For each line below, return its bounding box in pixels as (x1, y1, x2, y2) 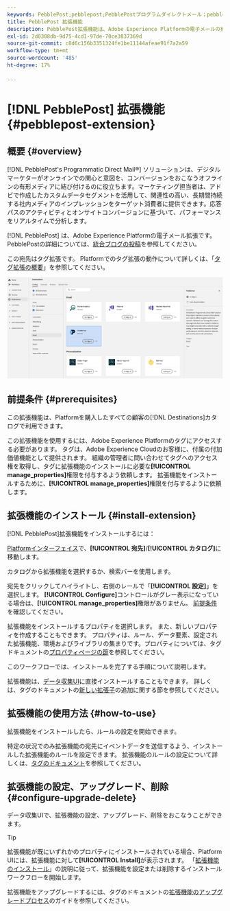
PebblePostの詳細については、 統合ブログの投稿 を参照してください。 (7, 240, 201, 248)
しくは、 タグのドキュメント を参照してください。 (7, 759, 145, 767)
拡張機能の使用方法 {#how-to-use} (7, 708, 157, 719)
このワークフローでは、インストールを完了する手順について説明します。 (7, 662, 210, 671)
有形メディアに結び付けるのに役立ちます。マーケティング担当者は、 (18, 182, 210, 190)
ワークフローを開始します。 (7, 873, 85, 881)
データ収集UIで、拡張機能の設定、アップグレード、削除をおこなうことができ (7, 811, 223, 820)
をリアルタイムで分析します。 (7, 216, 91, 224)
